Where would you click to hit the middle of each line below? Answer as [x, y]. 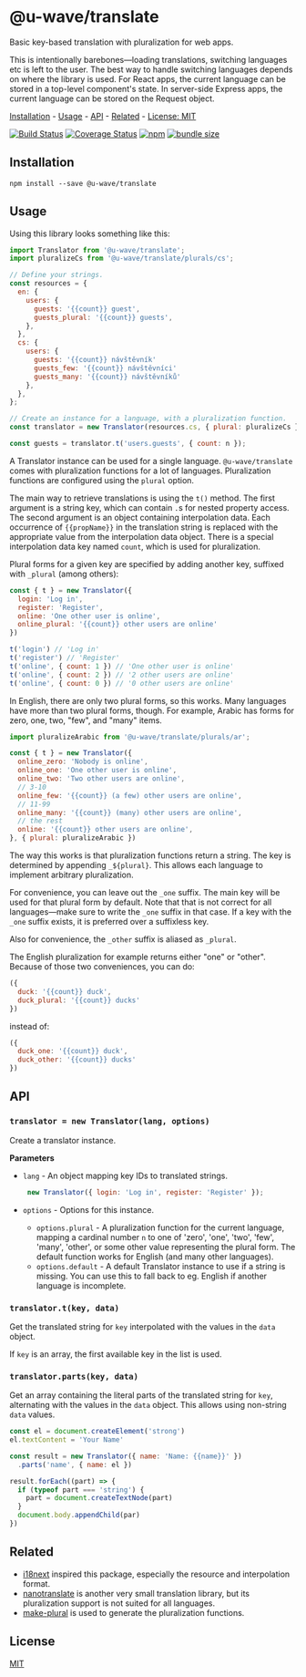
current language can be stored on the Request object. [112, 98]
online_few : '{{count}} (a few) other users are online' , [130, 795]
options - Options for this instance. [88, 1209]
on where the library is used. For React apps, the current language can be [148, 78]
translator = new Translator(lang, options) [110, 1122]
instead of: [30, 1026]
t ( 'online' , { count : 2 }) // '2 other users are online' [122, 675]
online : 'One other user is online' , [89, 616]
